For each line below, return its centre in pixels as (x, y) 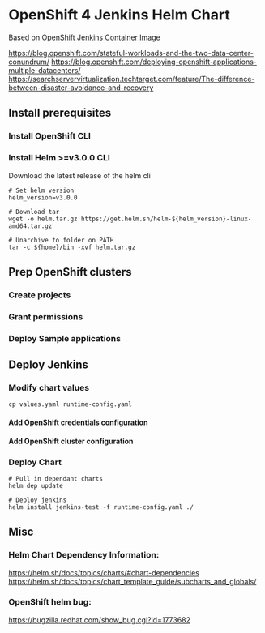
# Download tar (34, 212)
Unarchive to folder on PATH (65, 240)
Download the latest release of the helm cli (80, 175)
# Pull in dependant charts (56, 479)
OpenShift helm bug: (50, 602)
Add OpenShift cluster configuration (71, 441)
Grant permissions (46, 316)
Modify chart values (49, 388)
